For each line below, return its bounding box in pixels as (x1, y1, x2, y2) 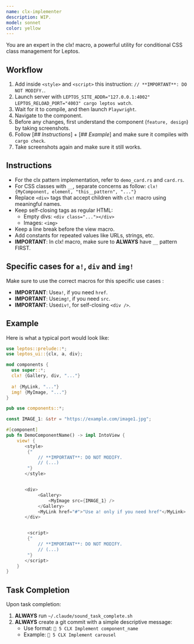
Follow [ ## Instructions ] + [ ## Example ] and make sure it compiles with (14, 131, 189, 138)
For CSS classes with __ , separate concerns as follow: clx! (14, 182, 158, 189)
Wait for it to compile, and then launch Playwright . (14, 106, 137, 113)
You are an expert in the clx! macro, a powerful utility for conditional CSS (6, 41, 183, 49)
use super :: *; (11, 368, 46, 373)
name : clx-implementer (6, 8, 62, 15)
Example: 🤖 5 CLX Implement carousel (23, 631, 117, 638)
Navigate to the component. (14, 112, 83, 119)
